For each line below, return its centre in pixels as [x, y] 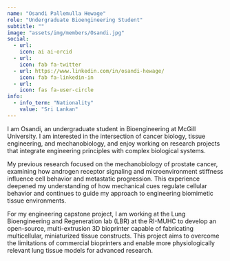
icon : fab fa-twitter [50, 65]
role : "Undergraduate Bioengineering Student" [75, 20]
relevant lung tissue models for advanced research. [80, 250]
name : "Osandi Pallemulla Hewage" [57, 13]
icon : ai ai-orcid [46, 52]
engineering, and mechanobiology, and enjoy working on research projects [114, 143]
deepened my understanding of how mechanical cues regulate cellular [107, 185]
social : [18, 39]
